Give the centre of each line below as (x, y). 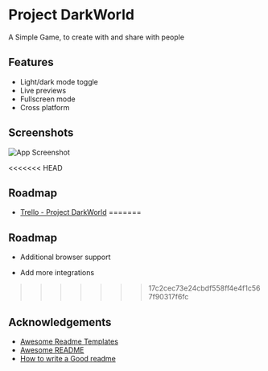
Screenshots (41, 133)
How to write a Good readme (68, 359)
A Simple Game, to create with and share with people (97, 37)
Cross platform (45, 107)
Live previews (43, 90)
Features (31, 62)
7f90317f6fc (169, 297)
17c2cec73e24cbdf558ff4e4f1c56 (204, 288)
